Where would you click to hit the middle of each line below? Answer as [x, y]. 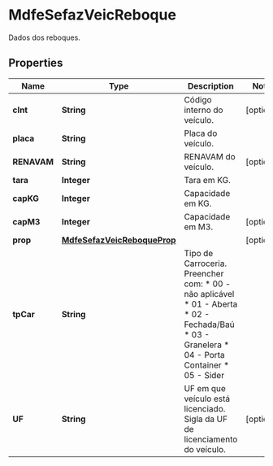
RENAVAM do [210, 156]
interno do [204, 110]
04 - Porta [204, 355]
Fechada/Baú [209, 324]
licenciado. [205, 408]
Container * [207, 365]
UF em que [205, 388]
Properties [36, 63]
